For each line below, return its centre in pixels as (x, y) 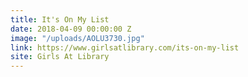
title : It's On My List (60, 19)
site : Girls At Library (60, 57)
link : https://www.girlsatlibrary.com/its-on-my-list (125, 47)
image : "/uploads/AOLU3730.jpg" (77, 38)
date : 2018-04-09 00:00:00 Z (71, 29)
